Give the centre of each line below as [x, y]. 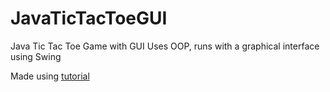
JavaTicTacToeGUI [89, 18]
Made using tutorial [50, 76]
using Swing [36, 56]
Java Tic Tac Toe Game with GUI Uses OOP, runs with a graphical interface [165, 46]
